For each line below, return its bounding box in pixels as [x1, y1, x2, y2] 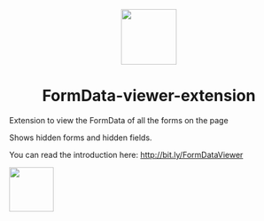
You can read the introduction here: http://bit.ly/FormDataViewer [9, 149, 244, 160]
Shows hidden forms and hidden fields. [9, 132, 152, 143]
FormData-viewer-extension [42, 86, 256, 106]
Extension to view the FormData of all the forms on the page [9, 114, 229, 125]
